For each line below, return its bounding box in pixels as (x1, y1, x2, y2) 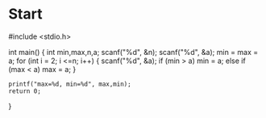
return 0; (8, 86, 42, 95)
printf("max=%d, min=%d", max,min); (8, 80, 131, 88)
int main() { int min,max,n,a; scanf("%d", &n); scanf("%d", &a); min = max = (8, 47, 259, 57)
